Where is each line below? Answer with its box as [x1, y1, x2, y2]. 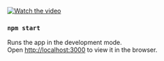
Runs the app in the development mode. [7, 39, 122, 47]
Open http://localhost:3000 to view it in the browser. [7, 46, 158, 54]
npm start [7, 24, 40, 32]
